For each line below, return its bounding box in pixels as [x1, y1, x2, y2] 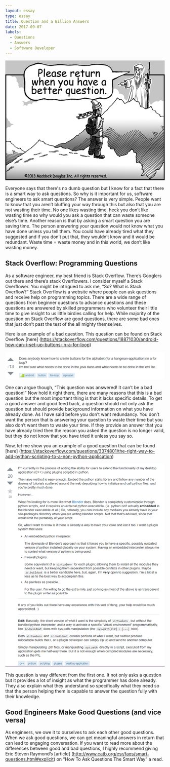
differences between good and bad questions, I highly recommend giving [5, 745, 158, 752]
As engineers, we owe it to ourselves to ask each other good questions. [5, 730, 155, 736]
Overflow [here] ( [5, 336, 41, 342]
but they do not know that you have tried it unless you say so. [5, 433, 134, 439]
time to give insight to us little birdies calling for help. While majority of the [5, 310, 160, 316]
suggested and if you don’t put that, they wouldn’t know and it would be [5, 234, 155, 240]
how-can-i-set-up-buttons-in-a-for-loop [5, 341, 90, 348]
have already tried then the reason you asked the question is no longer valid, [5, 427, 165, 433]
